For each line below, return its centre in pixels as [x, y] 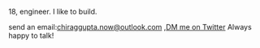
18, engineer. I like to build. [53, 12]
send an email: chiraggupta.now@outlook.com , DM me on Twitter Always [130, 27]
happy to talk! [31, 36]
